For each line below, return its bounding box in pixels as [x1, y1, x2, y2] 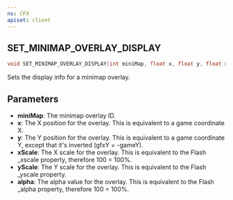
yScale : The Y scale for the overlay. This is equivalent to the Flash [17, 163, 207, 171]
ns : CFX [7, 10, 30, 17]
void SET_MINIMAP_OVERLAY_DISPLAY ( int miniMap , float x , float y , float [7, 60, 222, 68]
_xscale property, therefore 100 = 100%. [17, 156, 132, 163]
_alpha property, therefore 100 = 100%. [17, 185, 130, 193]
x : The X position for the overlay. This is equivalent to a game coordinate [17, 119, 225, 127]
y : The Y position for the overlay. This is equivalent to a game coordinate [17, 134, 225, 142]
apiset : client [7, 17, 51, 24]
